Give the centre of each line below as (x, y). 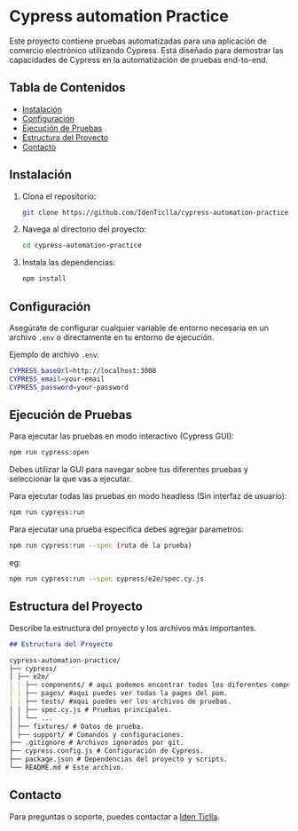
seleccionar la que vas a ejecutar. (71, 479)
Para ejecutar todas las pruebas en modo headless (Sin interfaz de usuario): (148, 496)
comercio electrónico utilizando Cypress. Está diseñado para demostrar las (146, 50)
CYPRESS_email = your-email (57, 379)
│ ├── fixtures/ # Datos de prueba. (77, 726)
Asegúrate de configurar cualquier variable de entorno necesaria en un (139, 328)
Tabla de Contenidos (67, 87)
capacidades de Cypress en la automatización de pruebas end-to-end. (139, 59)
